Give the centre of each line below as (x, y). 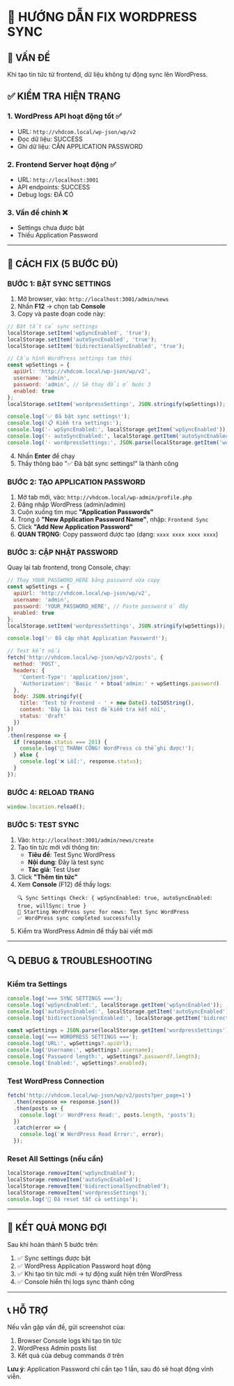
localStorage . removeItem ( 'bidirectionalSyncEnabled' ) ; (88, 1186)
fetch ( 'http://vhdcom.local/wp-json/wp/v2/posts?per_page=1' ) (99, 1095)
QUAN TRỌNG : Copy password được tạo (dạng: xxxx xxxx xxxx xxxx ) (118, 534)
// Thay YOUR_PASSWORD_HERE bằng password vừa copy (84, 581)
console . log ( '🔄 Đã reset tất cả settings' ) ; (73, 1199)
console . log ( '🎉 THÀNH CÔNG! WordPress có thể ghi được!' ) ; (107, 749)
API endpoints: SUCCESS (54, 187)
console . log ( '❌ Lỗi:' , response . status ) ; (81, 761)
